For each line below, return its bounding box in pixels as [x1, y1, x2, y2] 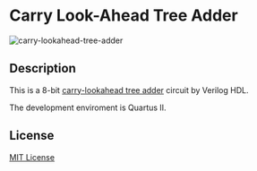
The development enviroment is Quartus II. [9, 102, 167, 113]
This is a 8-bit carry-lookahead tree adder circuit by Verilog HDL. [9, 84, 249, 95]
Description [9, 61, 76, 76]
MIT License [9, 151, 56, 162]
